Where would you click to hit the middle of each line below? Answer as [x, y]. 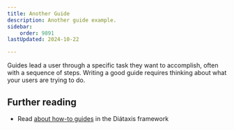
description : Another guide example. [62, 20]
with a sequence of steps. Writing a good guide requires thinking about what [117, 73]
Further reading [42, 102]
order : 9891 [37, 33]
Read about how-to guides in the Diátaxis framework [93, 118]
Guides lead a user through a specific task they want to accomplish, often [113, 65]
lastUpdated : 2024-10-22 [43, 40]
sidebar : [20, 26]
